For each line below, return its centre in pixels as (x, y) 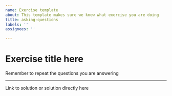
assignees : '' (20, 29)
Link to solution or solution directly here (47, 88)
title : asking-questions (32, 20)
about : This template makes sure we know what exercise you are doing (82, 15)
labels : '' (17, 24)
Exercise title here (44, 59)
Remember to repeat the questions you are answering (62, 73)
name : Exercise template (32, 10)
